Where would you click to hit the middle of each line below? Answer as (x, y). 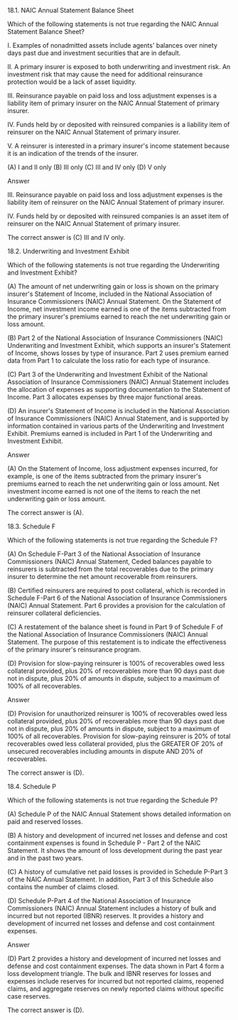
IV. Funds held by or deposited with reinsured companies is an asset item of (118, 216)
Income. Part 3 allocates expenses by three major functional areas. (105, 397)
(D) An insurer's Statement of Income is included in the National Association (118, 411)
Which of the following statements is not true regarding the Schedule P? (113, 800)
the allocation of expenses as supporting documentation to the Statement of (119, 389)
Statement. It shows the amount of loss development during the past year (115, 850)
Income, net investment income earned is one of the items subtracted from (117, 309)
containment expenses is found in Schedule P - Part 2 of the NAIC (104, 843)
